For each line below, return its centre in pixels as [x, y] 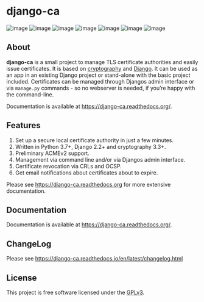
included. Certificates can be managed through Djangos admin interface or [100, 81]
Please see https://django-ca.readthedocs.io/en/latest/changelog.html [95, 259]
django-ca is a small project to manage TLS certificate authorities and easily [102, 62]
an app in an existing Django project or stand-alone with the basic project [98, 75]
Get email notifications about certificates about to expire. [86, 173]
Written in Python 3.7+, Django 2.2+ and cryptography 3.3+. [90, 146]
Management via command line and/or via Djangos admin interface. [100, 159]
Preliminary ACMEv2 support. [52, 153]
